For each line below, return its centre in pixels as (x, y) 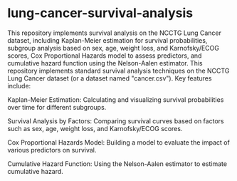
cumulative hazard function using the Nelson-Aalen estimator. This (105, 63)
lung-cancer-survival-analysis (100, 13)
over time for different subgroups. (57, 107)
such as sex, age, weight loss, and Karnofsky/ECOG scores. (95, 128)
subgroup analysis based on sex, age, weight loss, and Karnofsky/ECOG (113, 48)
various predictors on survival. (52, 150)
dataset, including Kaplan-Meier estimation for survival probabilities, (107, 40)
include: (19, 86)
